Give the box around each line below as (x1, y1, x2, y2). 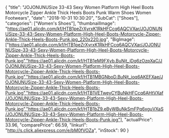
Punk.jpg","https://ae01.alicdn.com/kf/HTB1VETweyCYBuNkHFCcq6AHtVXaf (5, 90, 163, 96)
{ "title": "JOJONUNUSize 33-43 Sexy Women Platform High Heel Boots (5, 5, 154, 10)
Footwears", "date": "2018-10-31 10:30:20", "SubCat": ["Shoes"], (5, 15, 139, 21)
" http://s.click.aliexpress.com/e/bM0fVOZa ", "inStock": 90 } (5, 127, 129, 133)
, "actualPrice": (121, 117, 153, 122)
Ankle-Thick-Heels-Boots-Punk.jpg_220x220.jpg (5, 36, 107, 42)
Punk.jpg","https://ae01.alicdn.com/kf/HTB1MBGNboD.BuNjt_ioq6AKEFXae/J (5, 74, 163, 80)
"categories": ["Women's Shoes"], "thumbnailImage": (5, 20, 116, 26)
